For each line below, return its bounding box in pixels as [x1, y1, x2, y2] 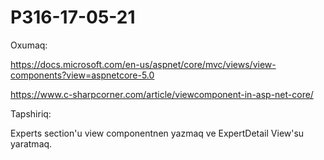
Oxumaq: [10, 39, 48, 51]
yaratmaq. [10, 137, 53, 150]
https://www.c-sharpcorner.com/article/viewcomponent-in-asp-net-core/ [10, 88, 314, 100]
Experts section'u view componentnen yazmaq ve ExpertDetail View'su [10, 127, 305, 139]
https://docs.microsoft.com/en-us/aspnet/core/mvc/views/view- [10, 58, 277, 70]
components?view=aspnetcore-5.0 [10, 69, 155, 81]
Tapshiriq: [10, 107, 52, 120]
